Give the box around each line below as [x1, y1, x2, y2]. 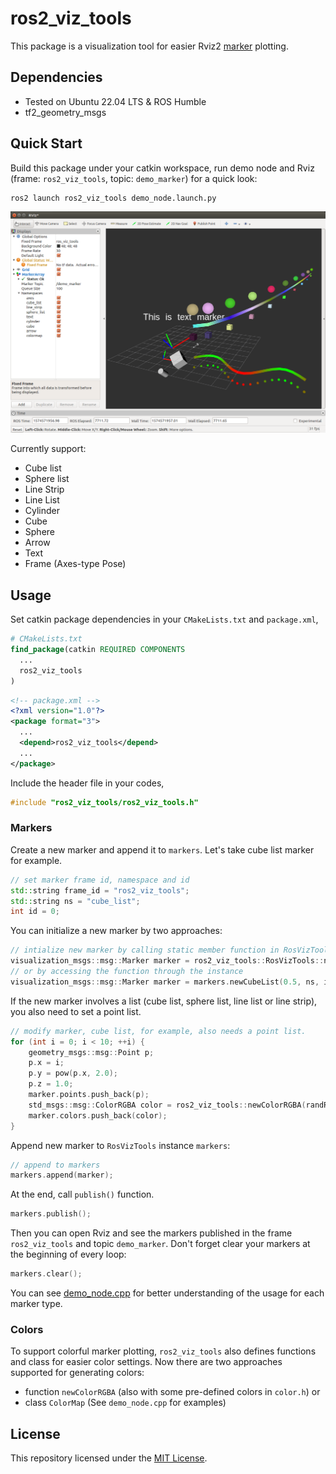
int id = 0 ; [10, 907, 60, 917]
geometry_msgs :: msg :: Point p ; [28, 1047, 155, 1057]
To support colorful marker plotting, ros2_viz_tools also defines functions [10, 1345, 317, 1357]
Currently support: [10, 443, 87, 455]
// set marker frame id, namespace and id [10, 875, 190, 885]
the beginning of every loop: [10, 1248, 127, 1261]
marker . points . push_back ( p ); [28, 1090, 150, 1100]
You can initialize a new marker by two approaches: [10, 925, 223, 937]
